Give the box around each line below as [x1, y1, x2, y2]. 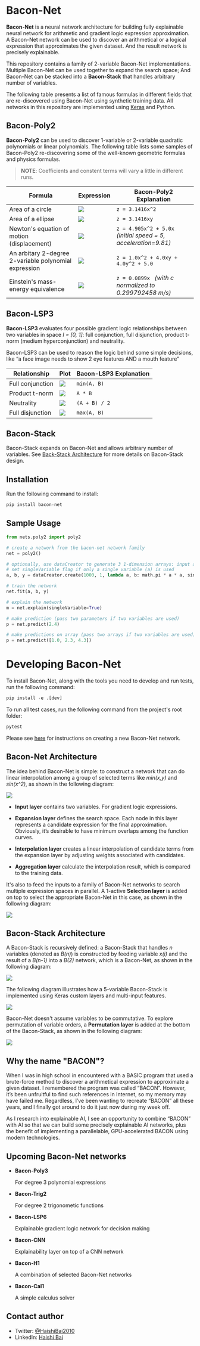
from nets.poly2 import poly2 [6, 534, 82, 540]
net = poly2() [6, 550, 42, 556]
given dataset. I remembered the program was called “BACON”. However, [6, 1084, 186, 1091]
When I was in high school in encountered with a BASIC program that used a [6, 1072, 193, 1079]
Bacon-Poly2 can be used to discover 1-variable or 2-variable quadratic [6, 137, 183, 144]
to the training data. [14, 869, 64, 876]
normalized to [116, 281, 155, 289]
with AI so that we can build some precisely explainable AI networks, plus [6, 1121, 186, 1128]
